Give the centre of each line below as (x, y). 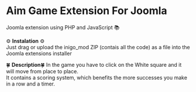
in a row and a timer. (31, 84)
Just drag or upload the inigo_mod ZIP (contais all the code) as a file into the (98, 47)
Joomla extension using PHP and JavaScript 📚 (63, 27)
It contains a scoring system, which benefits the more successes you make (97, 77)
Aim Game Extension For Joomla (87, 11)
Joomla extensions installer (39, 53)
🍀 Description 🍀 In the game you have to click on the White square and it (94, 64)
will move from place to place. (42, 71)
